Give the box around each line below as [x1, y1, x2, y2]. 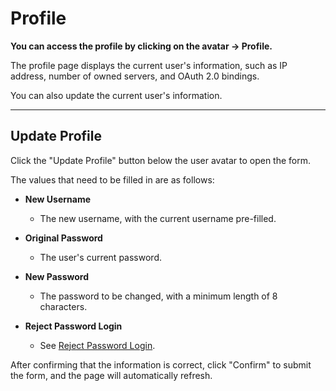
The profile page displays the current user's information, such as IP [10, 59, 288, 71]
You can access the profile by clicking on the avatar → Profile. [10, 40, 273, 52]
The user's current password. [39, 251, 162, 263]
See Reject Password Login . [39, 339, 156, 351]
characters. [39, 300, 88, 312]
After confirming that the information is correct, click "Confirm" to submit [10, 358, 312, 371]
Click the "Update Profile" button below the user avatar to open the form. [10, 154, 312, 166]
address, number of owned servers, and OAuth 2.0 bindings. [10, 70, 260, 82]
